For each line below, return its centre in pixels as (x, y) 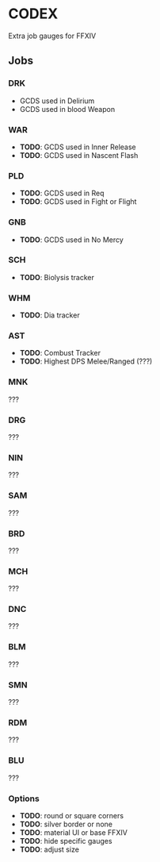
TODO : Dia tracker (50, 315)
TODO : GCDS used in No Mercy (72, 240)
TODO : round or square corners (72, 815)
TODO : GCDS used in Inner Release (78, 147)
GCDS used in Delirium (57, 101)
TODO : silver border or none (66, 824)
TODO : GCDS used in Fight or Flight (78, 202)
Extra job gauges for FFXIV (52, 36)
